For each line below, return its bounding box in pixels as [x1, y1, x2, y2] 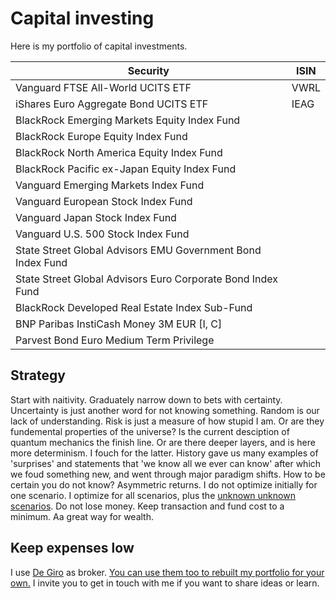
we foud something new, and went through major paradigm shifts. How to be [10, 468, 326, 480]
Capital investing [10, 7, 155, 30]
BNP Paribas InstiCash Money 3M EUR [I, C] [15, 317, 223, 331]
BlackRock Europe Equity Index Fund [15, 129, 188, 143]
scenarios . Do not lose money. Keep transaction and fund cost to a [10, 500, 285, 512]
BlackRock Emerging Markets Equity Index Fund [15, 113, 241, 127]
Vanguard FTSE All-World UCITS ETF [15, 80, 192, 94]
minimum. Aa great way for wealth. [10, 510, 154, 522]
